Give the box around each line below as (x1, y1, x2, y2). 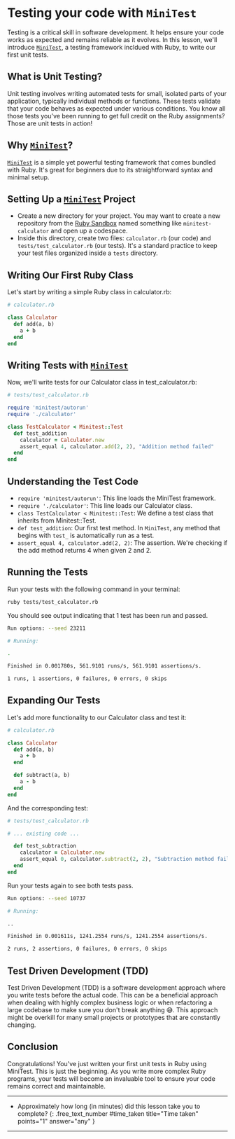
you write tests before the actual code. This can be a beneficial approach (7, 991, 218, 999)
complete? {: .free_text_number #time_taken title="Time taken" (17, 1109, 199, 1118)
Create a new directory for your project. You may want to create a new (17, 212, 221, 220)
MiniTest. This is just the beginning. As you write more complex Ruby (7, 1067, 206, 1075)
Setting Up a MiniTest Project (7, 193, 136, 205)
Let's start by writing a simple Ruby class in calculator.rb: (7, 288, 172, 296)
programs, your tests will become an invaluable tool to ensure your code (7, 1074, 215, 1083)
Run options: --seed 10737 (7, 895, 86, 902)
